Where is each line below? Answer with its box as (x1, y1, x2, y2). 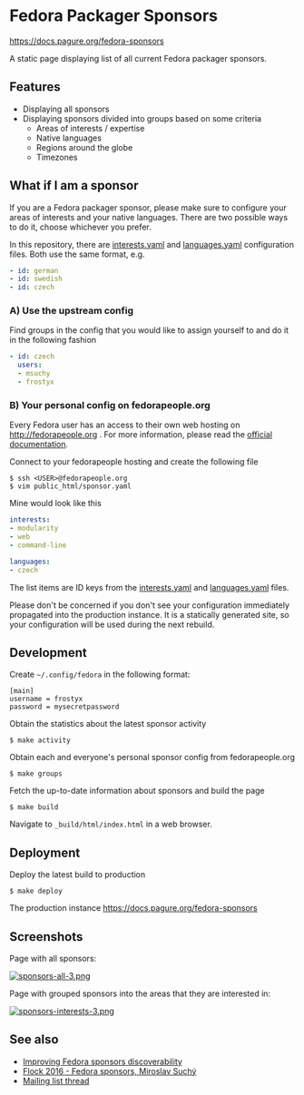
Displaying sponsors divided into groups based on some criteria (22, 112, 261, 123)
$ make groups (9, 769, 64, 778)
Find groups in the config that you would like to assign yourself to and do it (9, 325, 289, 336)
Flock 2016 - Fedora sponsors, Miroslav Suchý (22, 1065, 197, 1076)
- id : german (9, 266, 59, 275)
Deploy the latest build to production (9, 869, 146, 880)
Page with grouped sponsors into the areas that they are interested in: (9, 988, 270, 999)
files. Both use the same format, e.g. (9, 249, 145, 259)
